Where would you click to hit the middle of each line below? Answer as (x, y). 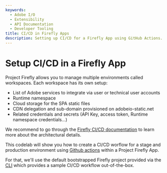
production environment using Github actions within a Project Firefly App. (82, 150)
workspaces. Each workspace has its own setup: (57, 83)
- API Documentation (32, 24)
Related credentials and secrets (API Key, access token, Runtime (80, 114)
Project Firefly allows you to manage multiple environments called (74, 77)
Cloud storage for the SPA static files (51, 103)
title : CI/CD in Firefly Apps (37, 33)
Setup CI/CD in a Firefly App (66, 63)
